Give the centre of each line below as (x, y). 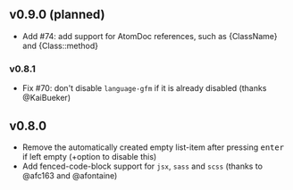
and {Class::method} (60, 45)
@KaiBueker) (46, 98)
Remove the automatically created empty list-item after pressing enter (153, 147)
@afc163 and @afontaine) (70, 175)
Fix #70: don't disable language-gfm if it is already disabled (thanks (144, 88)
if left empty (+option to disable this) (89, 156)
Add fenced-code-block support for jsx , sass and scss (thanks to (142, 166)
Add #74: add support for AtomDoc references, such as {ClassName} (150, 36)
